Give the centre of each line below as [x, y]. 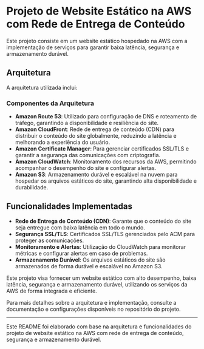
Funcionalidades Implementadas [69, 207]
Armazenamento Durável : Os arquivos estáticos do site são [90, 260]
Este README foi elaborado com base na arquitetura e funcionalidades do [99, 327]
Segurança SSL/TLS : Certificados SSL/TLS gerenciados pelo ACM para [105, 234]
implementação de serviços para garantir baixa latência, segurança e [93, 47]
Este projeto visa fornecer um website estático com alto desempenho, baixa [101, 278]
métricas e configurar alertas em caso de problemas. [81, 253]
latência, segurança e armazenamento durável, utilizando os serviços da [97, 284]
